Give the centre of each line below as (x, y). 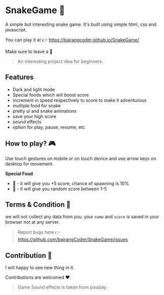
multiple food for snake (37, 105)
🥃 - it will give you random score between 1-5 (60, 189)
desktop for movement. (30, 163)
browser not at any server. (33, 222)
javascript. (16, 29)
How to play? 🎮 (31, 144)
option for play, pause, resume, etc (49, 127)
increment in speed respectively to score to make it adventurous (79, 100)
